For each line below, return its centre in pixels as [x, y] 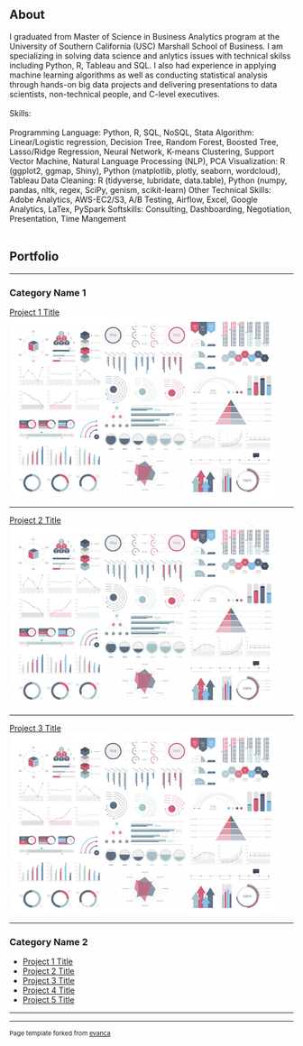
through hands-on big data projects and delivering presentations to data [143, 84]
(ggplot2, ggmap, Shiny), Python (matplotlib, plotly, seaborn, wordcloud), [145, 170]
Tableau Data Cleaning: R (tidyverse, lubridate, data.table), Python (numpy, [148, 180]
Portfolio [34, 257]
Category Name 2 [49, 941]
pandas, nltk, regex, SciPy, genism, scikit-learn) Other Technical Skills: [141, 189]
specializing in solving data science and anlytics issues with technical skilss [150, 55]
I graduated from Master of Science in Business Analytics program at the [145, 36]
